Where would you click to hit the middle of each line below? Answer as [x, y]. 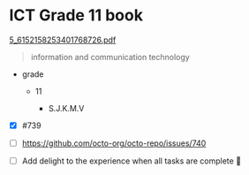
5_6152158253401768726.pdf [63, 40]
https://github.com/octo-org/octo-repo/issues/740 [114, 143]
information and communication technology [110, 57]
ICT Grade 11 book [76, 15]
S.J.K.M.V [66, 108]
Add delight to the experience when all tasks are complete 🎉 [131, 161]
